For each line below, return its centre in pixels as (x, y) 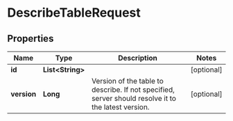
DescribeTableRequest (74, 13)
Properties (31, 39)
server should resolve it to (134, 98)
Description (138, 58)
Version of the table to (128, 81)
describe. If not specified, (133, 90)
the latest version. (120, 107)
